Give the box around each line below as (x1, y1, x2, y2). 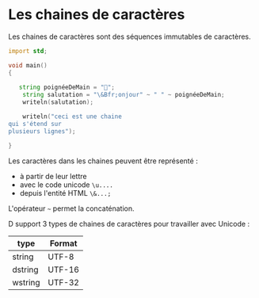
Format (49, 238, 78, 249)
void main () (8, 61, 48, 69)
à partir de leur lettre (19, 171, 87, 181)
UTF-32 (48, 277, 79, 288)
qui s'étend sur (8, 120, 62, 128)
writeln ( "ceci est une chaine (22, 113, 123, 120)
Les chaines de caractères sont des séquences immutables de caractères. (8, 32, 251, 41)
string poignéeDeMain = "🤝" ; (18, 83, 115, 92)
